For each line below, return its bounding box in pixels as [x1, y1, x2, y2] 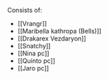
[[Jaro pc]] [17, 64, 49, 72]
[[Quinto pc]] [17, 57, 56, 65]
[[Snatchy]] [17, 42, 51, 50]
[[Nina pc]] [17, 49, 49, 57]
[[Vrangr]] [17, 20, 47, 27]
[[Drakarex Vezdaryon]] [17, 34, 87, 43]
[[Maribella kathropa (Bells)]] [17, 27, 102, 35]
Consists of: [7, 6, 42, 14]
